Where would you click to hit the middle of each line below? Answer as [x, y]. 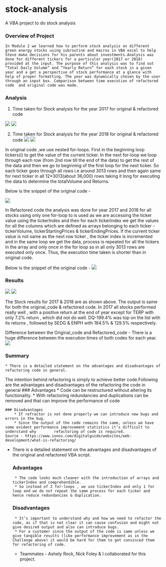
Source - [14, 436]
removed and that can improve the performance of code [62, 401]
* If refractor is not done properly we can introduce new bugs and [86, 414]
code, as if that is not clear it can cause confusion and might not [86, 523]
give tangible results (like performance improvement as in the [80, 536]
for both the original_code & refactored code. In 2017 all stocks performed [81, 307]
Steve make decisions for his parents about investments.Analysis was [80, 55]
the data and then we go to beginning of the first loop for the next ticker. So [82, 165]
